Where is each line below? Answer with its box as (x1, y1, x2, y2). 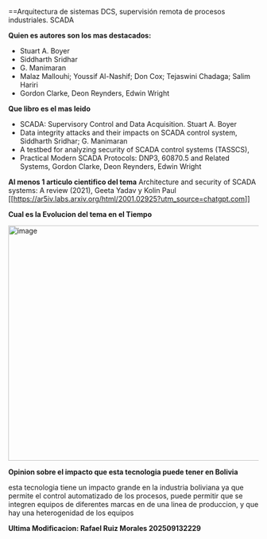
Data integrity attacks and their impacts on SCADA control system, (19, 128, 238, 137)
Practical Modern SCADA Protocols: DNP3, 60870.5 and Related (19, 153, 230, 163)
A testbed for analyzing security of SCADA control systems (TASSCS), (19, 145, 250, 154)
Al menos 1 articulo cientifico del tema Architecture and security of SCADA (8, 177, 257, 187)
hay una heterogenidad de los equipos (8, 508, 134, 517)
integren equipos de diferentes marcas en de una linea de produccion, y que (8, 500, 259, 509)
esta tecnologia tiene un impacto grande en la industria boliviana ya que (8, 482, 244, 492)
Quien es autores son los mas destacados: (8, 31, 152, 40)
